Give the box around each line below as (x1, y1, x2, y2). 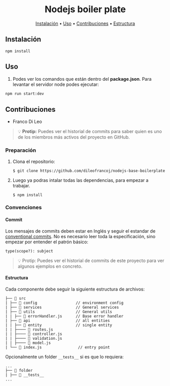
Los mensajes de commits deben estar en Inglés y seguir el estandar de (5, 228, 156, 234)
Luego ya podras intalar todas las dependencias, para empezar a (12, 177, 149, 183)
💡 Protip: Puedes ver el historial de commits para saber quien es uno (17, 128, 162, 135)
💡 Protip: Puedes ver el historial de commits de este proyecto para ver (17, 258, 164, 264)
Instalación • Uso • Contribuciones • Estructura (35, 20, 135, 26)
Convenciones (5, 204, 42, 211)
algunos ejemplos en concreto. (17, 263, 83, 269)
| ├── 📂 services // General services (5, 305, 119, 310)
